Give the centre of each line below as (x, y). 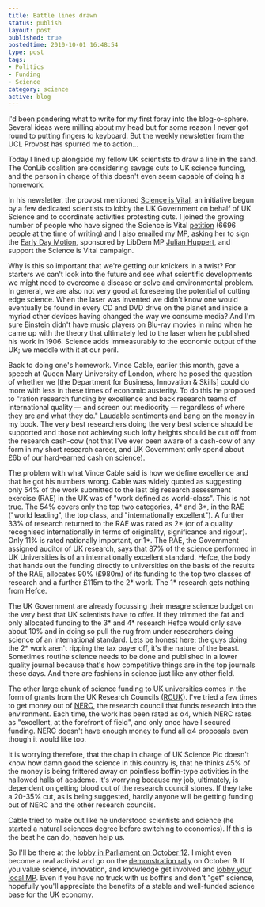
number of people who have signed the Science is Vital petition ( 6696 (122, 226)
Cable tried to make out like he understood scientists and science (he (121, 821)
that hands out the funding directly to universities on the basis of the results (132, 566)
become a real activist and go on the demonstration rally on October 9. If (127, 861)
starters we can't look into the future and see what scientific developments (130, 275)
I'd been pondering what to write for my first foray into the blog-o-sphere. (129, 119)
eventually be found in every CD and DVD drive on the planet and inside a (128, 308)
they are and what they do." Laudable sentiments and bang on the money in (131, 416)
